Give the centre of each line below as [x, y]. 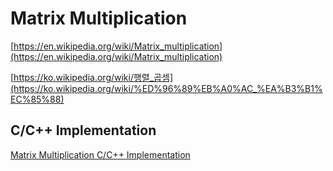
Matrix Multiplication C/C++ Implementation [100, 154]
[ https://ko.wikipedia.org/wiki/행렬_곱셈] [91, 77]
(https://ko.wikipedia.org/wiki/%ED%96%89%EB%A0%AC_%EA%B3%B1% [166, 88]
